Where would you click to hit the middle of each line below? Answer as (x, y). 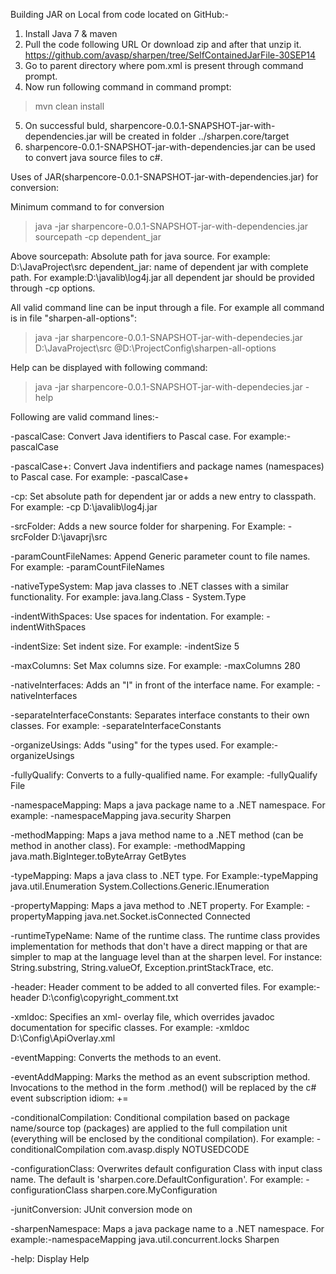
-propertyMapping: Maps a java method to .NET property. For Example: (157, 905)
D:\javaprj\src (79, 537)
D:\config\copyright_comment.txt (110, 997)
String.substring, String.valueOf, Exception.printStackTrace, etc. (142, 967)
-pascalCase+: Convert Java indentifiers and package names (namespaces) (167, 466)
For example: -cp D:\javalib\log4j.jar (84, 507)
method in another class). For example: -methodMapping (128, 845)
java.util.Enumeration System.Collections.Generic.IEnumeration (140, 886)
